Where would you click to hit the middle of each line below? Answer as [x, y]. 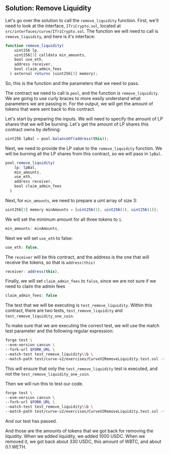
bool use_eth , [29, 60]
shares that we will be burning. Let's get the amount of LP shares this [77, 124]
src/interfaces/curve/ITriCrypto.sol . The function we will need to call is [82, 31]
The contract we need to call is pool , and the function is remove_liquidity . [82, 93]
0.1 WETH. [16, 447]
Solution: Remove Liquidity [48, 8]
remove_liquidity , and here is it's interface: [50, 36]
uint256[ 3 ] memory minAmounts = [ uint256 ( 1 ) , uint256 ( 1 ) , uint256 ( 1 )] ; [82, 210]
